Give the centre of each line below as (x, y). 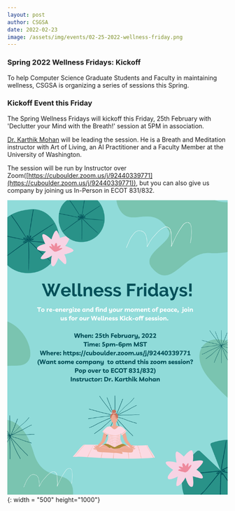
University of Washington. (45, 154)
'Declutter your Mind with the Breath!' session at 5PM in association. (106, 125)
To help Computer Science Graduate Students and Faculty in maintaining (112, 78)
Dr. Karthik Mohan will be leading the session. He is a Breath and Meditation (116, 139)
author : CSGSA (28, 22)
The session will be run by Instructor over (67, 168)
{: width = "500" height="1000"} (54, 499)
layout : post (26, 15)
